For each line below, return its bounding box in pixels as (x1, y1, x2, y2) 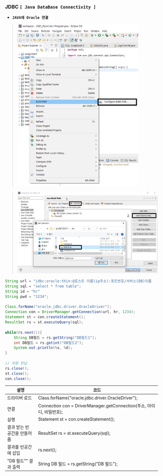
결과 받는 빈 (7, 424, 29, 430)
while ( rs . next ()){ (5, 330, 42, 335)
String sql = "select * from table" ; (5, 284, 81, 289)
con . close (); (5, 376, 32, 381)
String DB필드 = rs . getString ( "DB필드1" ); (14, 335, 97, 340)
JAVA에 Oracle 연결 (12, 16, 49, 20)
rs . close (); (5, 366, 29, 371)
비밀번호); (44, 409, 63, 415)
